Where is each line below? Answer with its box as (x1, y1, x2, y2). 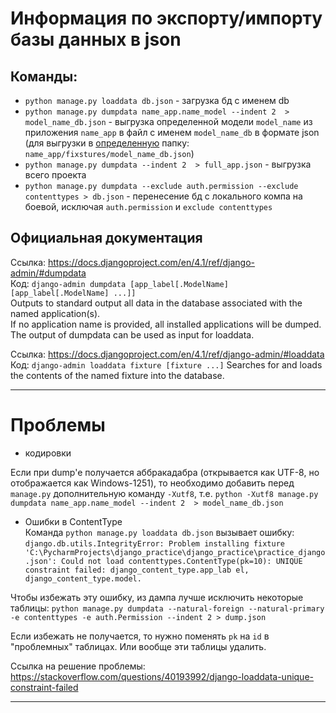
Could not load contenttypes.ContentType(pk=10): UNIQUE (61, 556, 303, 566)
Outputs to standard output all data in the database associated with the (10, 297, 303, 309)
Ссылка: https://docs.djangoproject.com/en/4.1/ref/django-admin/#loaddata (10, 348, 325, 360)
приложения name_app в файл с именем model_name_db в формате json (24, 127, 320, 138)
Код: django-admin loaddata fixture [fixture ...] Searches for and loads (10, 358, 323, 371)
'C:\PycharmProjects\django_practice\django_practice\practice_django (24, 547, 326, 557)
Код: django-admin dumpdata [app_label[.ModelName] (10, 277, 229, 289)
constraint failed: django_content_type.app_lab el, (24, 565, 250, 575)
